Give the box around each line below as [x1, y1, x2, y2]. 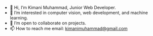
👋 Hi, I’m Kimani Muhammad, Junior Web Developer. [9, 5, 116, 10]
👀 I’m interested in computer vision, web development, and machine [9, 10, 148, 16]
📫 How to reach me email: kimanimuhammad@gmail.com [9, 26, 128, 31]
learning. [9, 15, 28, 20]
